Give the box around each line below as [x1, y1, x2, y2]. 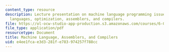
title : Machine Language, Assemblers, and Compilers [5, 35, 118, 40]
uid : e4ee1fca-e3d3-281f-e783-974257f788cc [5, 40, 98, 45]
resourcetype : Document [5, 30, 55, 35]
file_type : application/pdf [5, 26, 64, 31]
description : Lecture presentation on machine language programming [5, 12, 152, 17]
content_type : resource [5, 7, 55, 12]
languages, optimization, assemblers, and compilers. [10, 16, 125, 21]
